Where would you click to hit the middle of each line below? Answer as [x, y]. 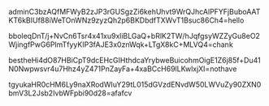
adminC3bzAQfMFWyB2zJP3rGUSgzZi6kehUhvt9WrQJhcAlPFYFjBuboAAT [134, 12]
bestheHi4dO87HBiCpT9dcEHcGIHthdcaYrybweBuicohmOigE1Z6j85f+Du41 [135, 60]
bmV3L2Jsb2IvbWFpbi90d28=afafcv [70, 93]
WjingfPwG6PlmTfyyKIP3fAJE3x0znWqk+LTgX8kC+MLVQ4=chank [121, 45]
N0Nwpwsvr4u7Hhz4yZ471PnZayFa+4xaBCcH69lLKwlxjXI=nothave [123, 69]
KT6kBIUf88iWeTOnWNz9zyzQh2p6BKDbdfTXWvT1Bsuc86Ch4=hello [126, 20]
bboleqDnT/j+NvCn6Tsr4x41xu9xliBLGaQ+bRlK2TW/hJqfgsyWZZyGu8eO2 [134, 36]
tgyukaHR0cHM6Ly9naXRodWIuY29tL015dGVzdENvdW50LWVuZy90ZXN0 [135, 85]
